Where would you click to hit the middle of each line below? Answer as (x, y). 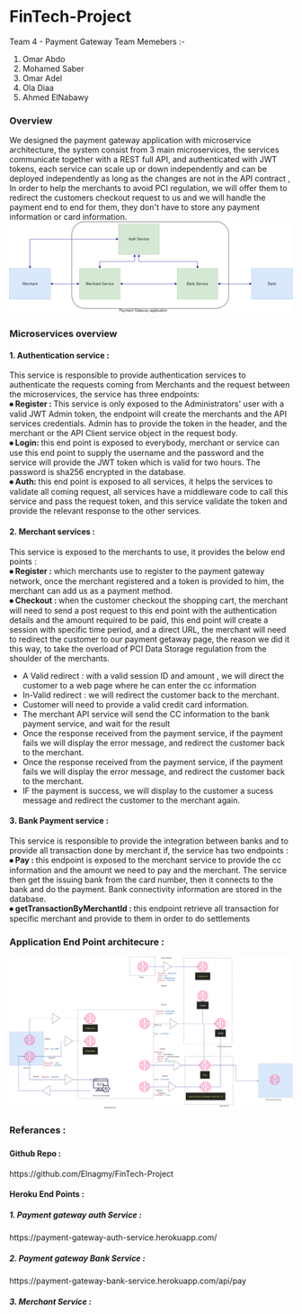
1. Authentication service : (59, 355)
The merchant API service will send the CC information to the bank (146, 714)
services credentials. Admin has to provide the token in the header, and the (148, 424)
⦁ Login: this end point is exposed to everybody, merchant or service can (145, 443)
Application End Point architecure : (87, 942)
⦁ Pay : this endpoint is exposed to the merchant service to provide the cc (145, 860)
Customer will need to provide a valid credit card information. (136, 704)
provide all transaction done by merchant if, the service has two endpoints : (149, 850)
